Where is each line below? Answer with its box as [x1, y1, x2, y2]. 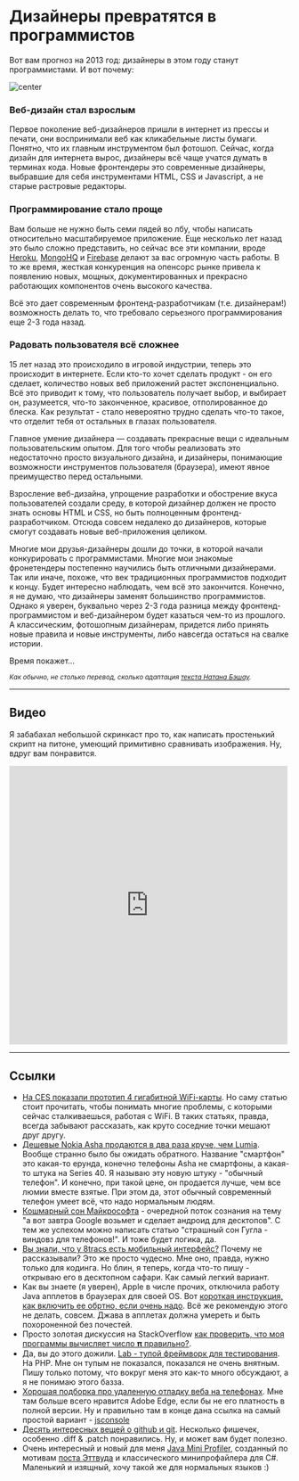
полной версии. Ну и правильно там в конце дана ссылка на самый [21, 1405, 281, 1416]
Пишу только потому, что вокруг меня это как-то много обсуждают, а [21, 1367, 289, 1378]
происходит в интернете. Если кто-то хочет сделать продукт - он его [9, 368, 273, 379]
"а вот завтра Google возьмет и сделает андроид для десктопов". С [21, 1215, 281, 1226]
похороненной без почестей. [21, 1320, 133, 1330]
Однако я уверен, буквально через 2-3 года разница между [9, 600, 238, 611]
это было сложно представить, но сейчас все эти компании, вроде [9, 243, 266, 253]
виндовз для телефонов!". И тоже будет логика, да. [21, 1234, 217, 1245]
